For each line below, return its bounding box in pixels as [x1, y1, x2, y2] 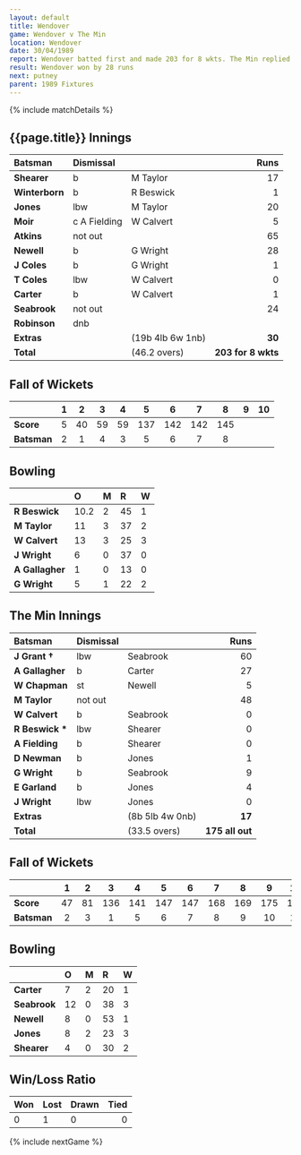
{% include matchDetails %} [9, 104, 114, 115]
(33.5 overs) [127, 825, 181, 837]
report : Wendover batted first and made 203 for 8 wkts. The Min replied [9, 55, 291, 64]
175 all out [204, 825, 253, 837]
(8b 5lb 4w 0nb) [127, 809, 197, 822]
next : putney [9, 72, 58, 81]
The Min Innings [9, 608, 101, 623]
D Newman [13, 751, 62, 764]
